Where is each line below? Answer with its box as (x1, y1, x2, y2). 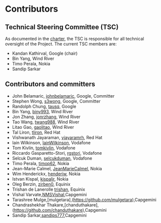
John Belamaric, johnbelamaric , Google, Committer (12, 93, 115, 99)
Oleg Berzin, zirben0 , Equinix (12, 181, 71, 187)
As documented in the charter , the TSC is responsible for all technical (5, 36, 144, 41)
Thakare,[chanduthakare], (47, 202, 99, 208)
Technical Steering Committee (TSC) (5, 23, 119, 31)
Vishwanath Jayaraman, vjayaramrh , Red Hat (12, 134, 103, 140)
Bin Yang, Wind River (12, 56, 54, 61)
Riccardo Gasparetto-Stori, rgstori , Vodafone (12, 150, 102, 156)
